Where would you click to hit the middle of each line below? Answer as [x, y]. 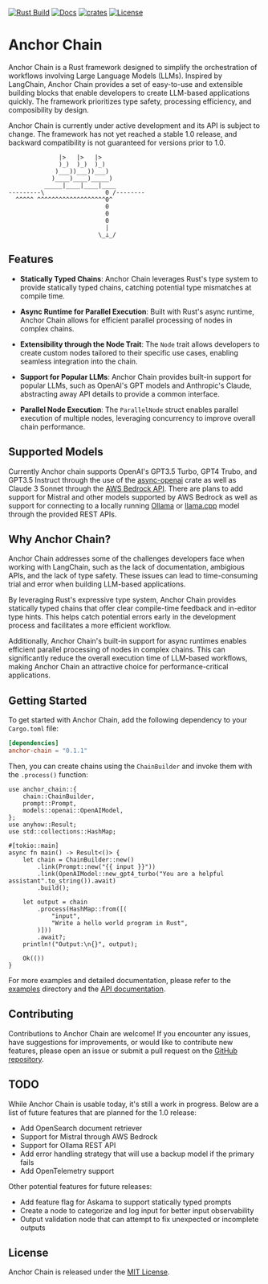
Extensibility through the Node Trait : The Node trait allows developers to [140, 344]
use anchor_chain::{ [43, 789]
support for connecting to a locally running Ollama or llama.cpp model [124, 505]
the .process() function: [48, 774]
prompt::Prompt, [50, 803]
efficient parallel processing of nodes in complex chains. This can [117, 650]
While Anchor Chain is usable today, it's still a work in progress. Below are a [134, 1104]
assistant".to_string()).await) [62, 881]
